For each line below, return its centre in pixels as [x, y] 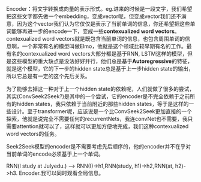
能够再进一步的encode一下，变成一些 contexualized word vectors [93, 31]
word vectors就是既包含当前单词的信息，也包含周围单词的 [113, 39]
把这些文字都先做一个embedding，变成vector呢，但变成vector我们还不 [94, 16]
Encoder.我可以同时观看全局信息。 [61, 173]
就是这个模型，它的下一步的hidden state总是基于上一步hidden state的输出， [100, 69]
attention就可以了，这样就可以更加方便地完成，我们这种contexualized [103, 126]
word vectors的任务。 [33, 134]
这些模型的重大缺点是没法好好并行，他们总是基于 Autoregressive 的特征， [102, 61]
